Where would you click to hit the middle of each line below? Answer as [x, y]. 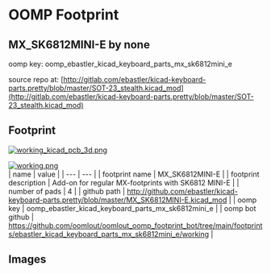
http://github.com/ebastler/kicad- [182, 191]
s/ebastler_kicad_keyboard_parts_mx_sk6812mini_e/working [109, 234]
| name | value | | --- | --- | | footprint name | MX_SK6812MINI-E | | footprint [134, 174]
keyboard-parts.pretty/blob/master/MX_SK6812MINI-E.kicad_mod [118, 200]
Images [27, 259]
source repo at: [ [36, 79]
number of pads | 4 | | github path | [67, 191]
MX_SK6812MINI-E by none [79, 45]
